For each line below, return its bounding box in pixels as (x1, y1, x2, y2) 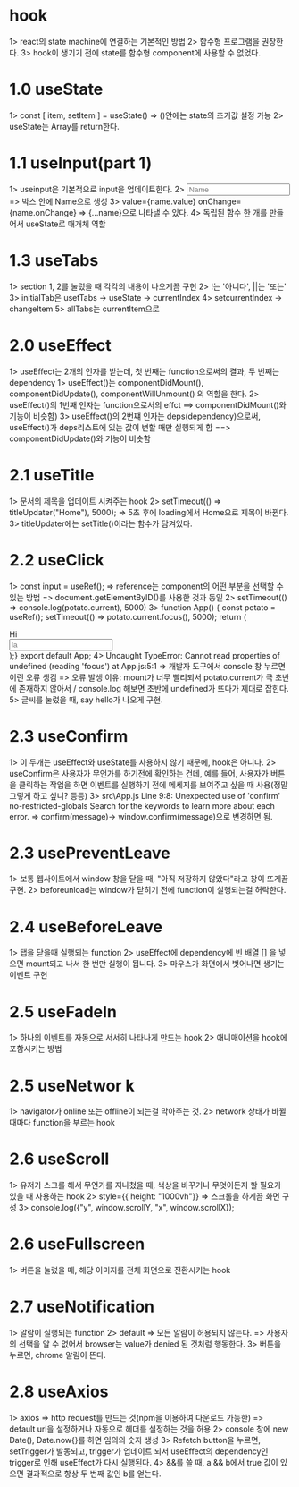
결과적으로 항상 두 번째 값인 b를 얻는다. (25, 1468, 162, 1479)
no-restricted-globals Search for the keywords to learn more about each (9, 800, 275, 811)
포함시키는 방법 (9, 1043, 62, 1054)
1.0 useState (9, 80, 104, 99)
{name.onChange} (9, 207, 78, 217)
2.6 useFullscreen (9, 1234, 145, 1254)
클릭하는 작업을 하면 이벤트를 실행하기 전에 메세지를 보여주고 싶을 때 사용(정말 (18, 779, 288, 790)
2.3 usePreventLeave (9, 843, 171, 863)
